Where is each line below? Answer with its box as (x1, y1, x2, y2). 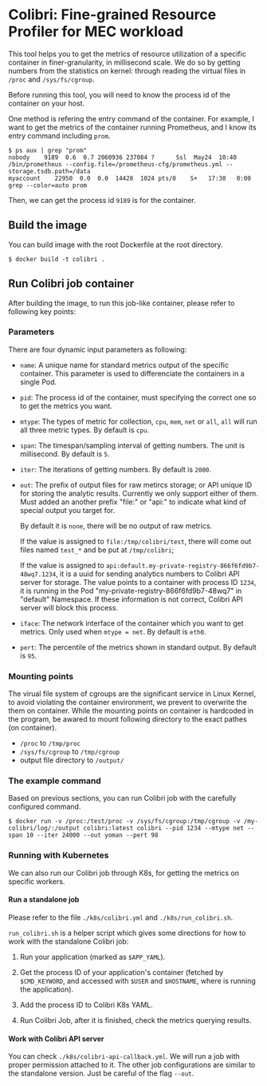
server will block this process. (19, 603, 118, 612)
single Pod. (19, 377, 57, 387)
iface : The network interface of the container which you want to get (19, 618, 245, 628)
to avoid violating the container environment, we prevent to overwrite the (8, 698, 247, 707)
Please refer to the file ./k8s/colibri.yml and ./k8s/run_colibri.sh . (8, 913, 234, 922)
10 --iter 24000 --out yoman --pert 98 (26, 831, 159, 840)
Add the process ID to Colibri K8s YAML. (19, 1000, 153, 1009)
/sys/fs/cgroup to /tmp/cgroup (19, 747, 120, 757)
